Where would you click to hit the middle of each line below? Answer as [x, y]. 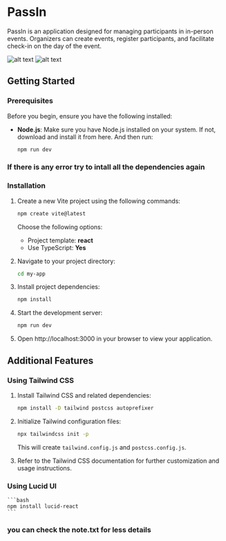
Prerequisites [30, 101]
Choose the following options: [60, 227]
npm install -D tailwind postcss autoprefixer [85, 408]
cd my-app [31, 274]
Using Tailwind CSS [41, 380]
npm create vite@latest [51, 213]
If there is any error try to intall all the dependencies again [106, 167]
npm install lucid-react [43, 506]
